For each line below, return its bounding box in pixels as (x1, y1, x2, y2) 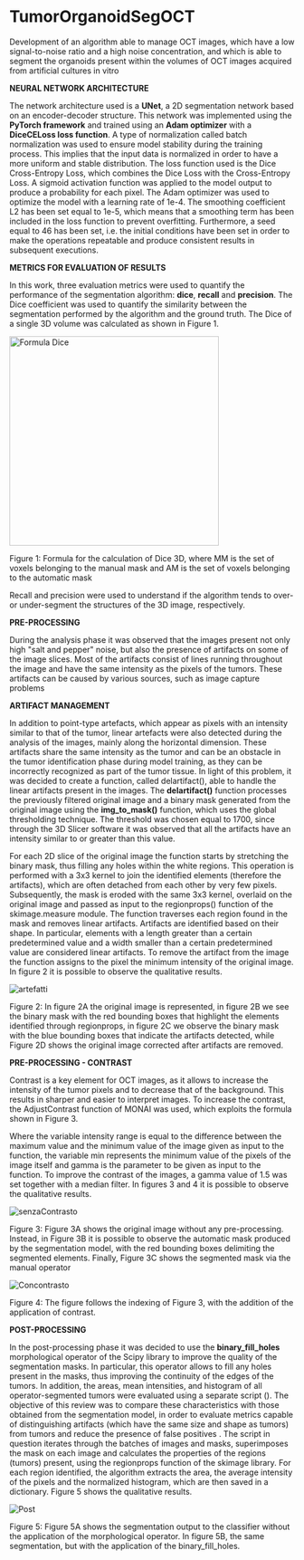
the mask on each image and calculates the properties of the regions (9, 1447, 267, 1459)
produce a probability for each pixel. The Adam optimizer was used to (9, 187, 270, 197)
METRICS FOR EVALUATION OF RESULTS (9, 262, 166, 273)
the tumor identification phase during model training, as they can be (9, 756, 262, 767)
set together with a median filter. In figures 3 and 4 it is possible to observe (9, 1179, 290, 1190)
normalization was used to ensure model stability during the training (9, 139, 263, 149)
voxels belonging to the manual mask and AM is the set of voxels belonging (9, 562, 290, 573)
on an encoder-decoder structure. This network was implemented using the (9, 110, 292, 120)
